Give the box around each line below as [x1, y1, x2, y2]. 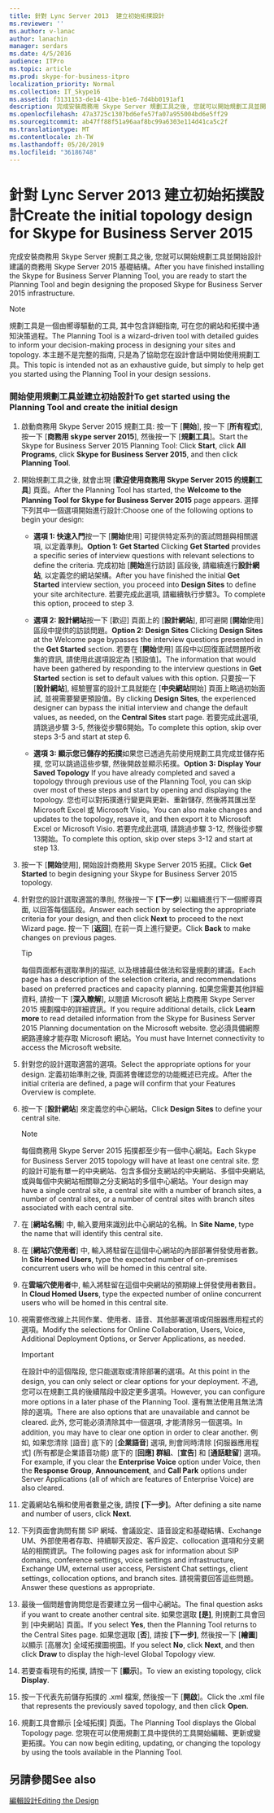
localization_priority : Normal [9, 80, 115, 88]
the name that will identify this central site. [20, 1228, 163, 1238]
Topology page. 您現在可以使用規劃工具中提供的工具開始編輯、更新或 [20, 1728, 254, 1737]
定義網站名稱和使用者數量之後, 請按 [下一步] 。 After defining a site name [20, 1499, 262, 1509]
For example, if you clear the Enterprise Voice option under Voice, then [20, 1457, 261, 1466]
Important [20, 1349, 54, 1359]
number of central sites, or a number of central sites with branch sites [20, 1194, 255, 1204]
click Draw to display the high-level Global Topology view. [20, 1649, 215, 1658]
